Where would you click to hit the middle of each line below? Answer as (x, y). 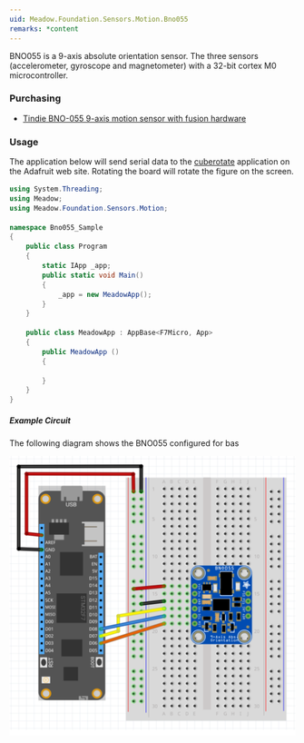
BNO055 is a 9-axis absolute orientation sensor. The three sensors (134, 55)
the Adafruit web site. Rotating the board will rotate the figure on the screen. (152, 172)
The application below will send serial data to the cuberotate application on (150, 162)
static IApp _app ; (77, 266)
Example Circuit (40, 420)
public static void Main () (93, 275)
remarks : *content (44, 29)
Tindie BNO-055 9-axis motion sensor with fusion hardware (134, 118)
